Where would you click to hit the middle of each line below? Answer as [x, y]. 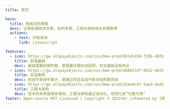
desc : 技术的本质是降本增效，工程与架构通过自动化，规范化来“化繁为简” [80, 94]
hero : [11, 19]
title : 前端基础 [30, 61]
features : [16, 51]
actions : [19, 33]
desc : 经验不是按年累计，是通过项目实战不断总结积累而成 [66, 80]
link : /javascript [38, 43]
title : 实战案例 [30, 75]
